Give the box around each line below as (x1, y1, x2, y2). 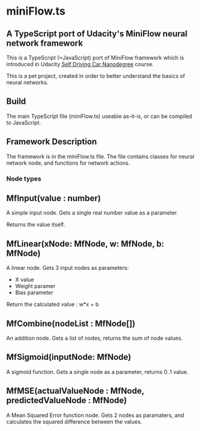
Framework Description (6, 137, 97, 147)
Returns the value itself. (6, 221, 65, 229)
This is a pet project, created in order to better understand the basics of (6, 72, 185, 80)
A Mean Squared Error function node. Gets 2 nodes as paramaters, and (6, 412, 184, 419)
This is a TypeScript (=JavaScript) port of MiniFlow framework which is (6, 54, 184, 61)
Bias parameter (15, 289, 53, 296)
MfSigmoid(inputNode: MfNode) (6, 352, 132, 362)
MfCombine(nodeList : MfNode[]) (6, 318, 136, 329)
